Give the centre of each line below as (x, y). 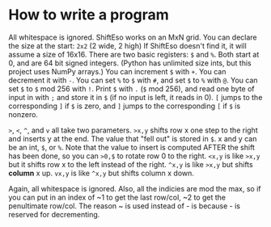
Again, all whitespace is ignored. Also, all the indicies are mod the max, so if (135, 188)
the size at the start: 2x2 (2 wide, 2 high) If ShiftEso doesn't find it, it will (127, 45)
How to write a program (89, 15)
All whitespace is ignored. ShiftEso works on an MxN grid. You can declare (133, 37)
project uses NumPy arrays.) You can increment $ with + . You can (117, 71)
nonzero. (23, 114)
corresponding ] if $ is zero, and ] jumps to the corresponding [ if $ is (125, 106)
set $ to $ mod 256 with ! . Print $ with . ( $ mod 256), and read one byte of (131, 88)
